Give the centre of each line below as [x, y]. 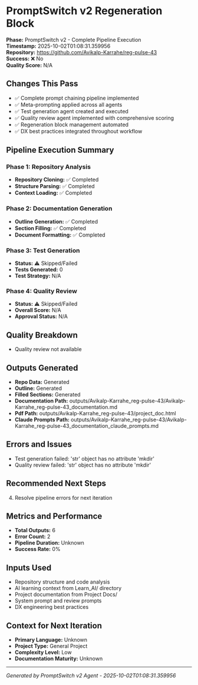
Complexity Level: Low [43, 653]
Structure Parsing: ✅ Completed [55, 186]
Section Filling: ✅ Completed [50, 228]
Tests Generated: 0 [39, 270]
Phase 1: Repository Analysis [49, 167]
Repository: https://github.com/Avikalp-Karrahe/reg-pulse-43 [82, 52]
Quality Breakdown [42, 335]
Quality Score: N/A [29, 65]
